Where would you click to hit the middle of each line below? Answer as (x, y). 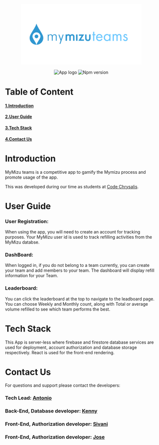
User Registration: (27, 221)
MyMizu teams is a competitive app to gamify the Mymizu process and (75, 172)
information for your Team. (32, 276)
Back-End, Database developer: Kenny (51, 411)
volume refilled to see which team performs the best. (58, 309)
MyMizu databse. (22, 242)
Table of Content (39, 92)
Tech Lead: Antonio (29, 398)
